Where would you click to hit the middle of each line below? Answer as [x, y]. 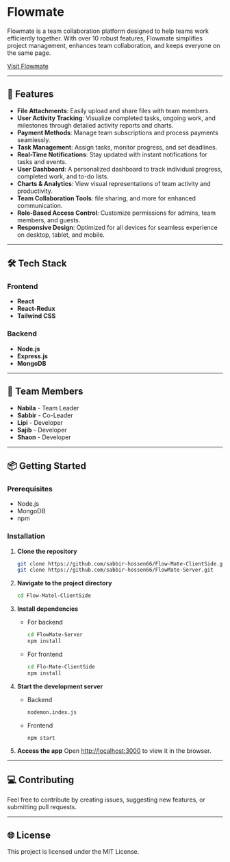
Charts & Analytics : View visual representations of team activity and [114, 183]
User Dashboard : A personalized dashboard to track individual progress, [119, 169]
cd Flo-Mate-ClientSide [61, 666]
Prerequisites [30, 489]
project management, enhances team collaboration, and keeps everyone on [114, 45]
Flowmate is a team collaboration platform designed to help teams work [108, 31]
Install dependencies [48, 609]
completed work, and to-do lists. [63, 176]
